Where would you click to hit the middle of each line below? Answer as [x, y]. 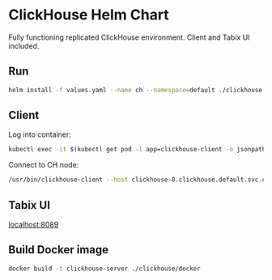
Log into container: [40, 134]
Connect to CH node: [44, 165]
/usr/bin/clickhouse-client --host [68, 180]
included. [24, 45]
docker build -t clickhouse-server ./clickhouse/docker [104, 269]
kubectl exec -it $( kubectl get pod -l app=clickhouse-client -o [121, 150]
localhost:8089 [34, 225]
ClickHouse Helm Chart [89, 15]
